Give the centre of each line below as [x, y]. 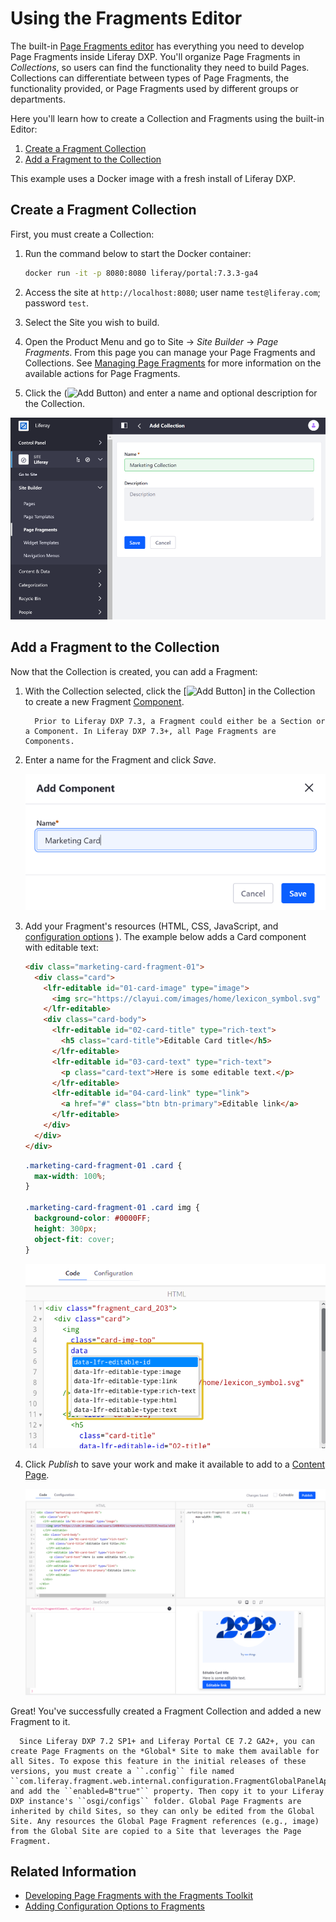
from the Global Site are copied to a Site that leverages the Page [156, 1831]
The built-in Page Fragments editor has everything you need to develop [157, 46]
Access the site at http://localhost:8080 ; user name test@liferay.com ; [172, 292]
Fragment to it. [40, 1721]
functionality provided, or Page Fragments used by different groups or [154, 88]
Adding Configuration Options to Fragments [114, 1906]
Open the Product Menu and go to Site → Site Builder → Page [151, 341]
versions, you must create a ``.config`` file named [122, 1771]
